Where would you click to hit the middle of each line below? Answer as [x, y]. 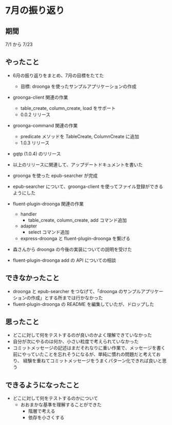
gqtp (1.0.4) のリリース [37, 153]
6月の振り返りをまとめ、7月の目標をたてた [58, 75]
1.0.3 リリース [35, 143]
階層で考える [42, 411]
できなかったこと [32, 278]
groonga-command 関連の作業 [45, 125]
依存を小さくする [46, 418]
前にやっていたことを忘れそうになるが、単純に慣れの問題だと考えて [84, 354]
